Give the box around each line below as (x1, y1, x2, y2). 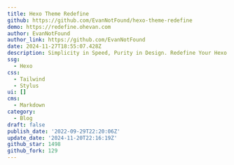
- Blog (13, 114, 33, 121)
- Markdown (13, 102, 46, 109)
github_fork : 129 (7, 147, 58, 154)
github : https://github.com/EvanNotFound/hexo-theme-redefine (7, 17, 193, 24)
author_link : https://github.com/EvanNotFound (7, 37, 146, 44)
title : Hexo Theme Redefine (7, 10, 90, 18)
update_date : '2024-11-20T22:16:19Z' (7, 134, 118, 141)
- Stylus (13, 82, 39, 89)
